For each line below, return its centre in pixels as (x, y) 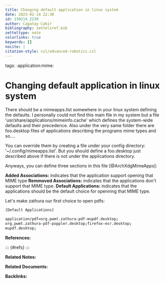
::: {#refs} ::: (17, 247)
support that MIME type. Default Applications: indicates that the (71, 186)
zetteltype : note (23, 33)
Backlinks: (16, 276)
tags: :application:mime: (30, 66)
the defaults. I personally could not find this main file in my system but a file (82, 115)
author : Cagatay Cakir (28, 24)
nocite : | (15, 47)
